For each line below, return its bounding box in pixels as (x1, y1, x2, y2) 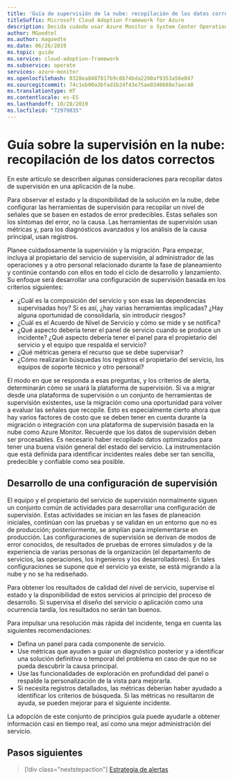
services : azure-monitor (7, 68, 79, 75)
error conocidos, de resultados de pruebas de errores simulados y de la (7, 540, 213, 549)
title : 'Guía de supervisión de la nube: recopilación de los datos (7, 10, 209, 17)
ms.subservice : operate (7, 62, 76, 69)
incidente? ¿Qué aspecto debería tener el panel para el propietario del (17, 333, 217, 341)
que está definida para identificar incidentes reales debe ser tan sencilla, (7, 449, 215, 458)
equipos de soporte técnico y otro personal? (17, 363, 144, 371)
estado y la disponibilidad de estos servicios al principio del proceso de (7, 590, 212, 599)
